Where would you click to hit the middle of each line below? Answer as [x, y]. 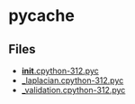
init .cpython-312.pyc [60, 71]
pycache [42, 16]
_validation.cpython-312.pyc [73, 90]
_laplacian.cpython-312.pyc [72, 80]
